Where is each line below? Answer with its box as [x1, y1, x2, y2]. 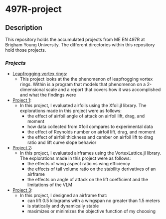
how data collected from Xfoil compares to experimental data [27, 123, 153, 130]
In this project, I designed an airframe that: [19, 193, 107, 199]
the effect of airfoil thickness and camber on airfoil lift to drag [27, 134, 154, 140]
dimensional [19, 87, 45, 93]
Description [5, 23, 42, 32]
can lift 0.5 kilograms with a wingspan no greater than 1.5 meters [27, 198, 161, 204]
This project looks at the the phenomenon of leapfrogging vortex [19, 76, 153, 82]
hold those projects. [5, 47, 46, 53]
